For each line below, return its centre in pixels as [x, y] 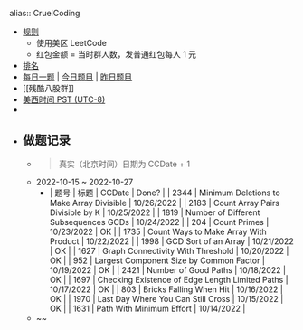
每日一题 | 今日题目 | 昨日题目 [77, 77]
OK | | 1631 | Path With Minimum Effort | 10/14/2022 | [147, 308]
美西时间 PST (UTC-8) [64, 99]
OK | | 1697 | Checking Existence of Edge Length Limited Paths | [169, 279]
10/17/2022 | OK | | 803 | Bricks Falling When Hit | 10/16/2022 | [166, 289]
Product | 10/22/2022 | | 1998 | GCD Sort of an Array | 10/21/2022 [171, 241]
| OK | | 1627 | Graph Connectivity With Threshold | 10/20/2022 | [169, 250]
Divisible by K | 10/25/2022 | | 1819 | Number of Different [155, 212]
